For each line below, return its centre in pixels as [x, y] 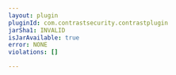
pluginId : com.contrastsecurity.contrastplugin [88, 23]
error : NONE [28, 45]
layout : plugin [33, 15]
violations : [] [33, 52]
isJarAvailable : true [44, 37]
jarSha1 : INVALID [37, 30]
